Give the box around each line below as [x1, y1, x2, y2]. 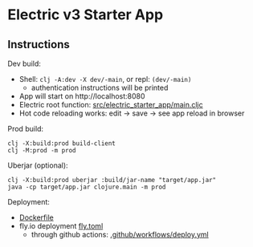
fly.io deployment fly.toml [18, 221, 104, 230]
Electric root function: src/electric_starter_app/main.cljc [18, 100, 204, 109]
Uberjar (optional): [7, 160, 69, 170]
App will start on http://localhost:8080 [18, 91, 145, 101]
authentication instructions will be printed [31, 83, 169, 92]
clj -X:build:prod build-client [7, 140, 116, 148]
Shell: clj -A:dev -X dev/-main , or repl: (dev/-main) [18, 75, 192, 83]
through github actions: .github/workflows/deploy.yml [31, 230, 210, 239]
